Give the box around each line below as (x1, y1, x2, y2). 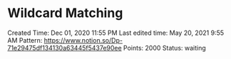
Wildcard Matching (7, 5, 123, 21)
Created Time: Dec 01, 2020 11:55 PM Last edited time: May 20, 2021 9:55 (7, 28, 225, 37)
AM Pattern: (7, 36, 43, 44)
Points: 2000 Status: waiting (123, 43, 207, 52)
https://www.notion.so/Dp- (43, 36, 123, 44)
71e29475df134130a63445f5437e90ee (7, 43, 123, 52)
